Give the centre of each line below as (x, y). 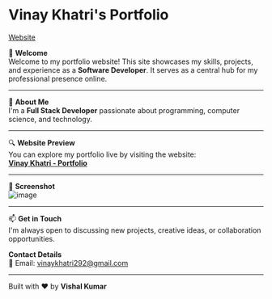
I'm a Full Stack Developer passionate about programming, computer (124, 110)
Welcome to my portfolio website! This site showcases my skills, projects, (131, 61)
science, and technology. (51, 119)
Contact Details (35, 254)
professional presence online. (58, 78)
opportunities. (32, 238)
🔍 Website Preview (42, 142)
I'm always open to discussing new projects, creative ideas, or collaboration (135, 230)
